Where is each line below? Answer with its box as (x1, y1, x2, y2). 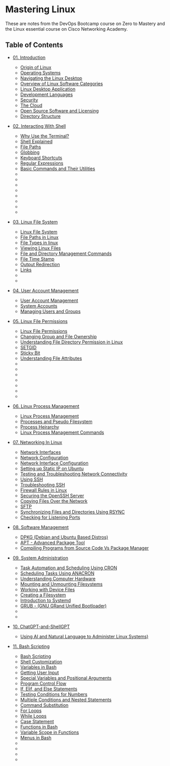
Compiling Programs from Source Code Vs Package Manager (20, 545, 149, 551)
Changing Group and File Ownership (20, 333, 97, 339)
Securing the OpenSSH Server (20, 492, 84, 499)
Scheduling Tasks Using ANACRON (20, 570, 95, 576)
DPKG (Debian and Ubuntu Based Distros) (20, 534, 108, 540)
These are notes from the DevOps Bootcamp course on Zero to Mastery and (5, 20, 165, 27)
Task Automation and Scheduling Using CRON (20, 565, 117, 571)
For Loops (20, 707, 42, 713)
